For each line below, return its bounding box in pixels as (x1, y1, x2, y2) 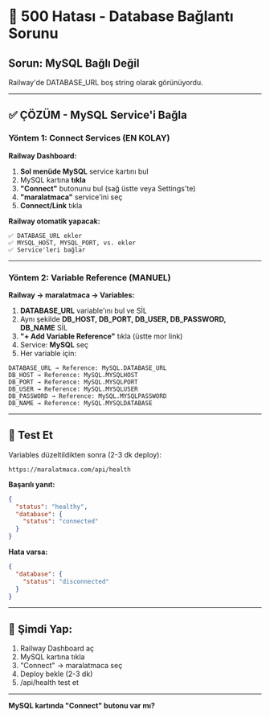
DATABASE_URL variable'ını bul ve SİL (19, 306, 147, 315)
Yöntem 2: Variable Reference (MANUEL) (8, 272, 171, 283)
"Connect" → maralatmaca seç (19, 661, 123, 671)
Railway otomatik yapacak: (8, 216, 100, 226)
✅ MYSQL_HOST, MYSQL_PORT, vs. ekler (8, 239, 137, 247)
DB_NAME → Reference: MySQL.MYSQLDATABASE (8, 399, 153, 407)
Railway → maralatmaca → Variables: (8, 289, 135, 300)
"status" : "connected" (22, 518, 99, 526)
